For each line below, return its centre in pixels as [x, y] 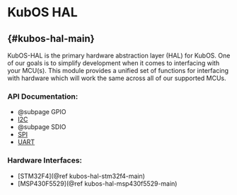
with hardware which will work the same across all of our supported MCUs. [117, 78]
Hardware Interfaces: [45, 160]
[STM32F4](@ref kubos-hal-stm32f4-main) [81, 176]
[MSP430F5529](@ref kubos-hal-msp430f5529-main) [97, 183]
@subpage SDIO [42, 127]
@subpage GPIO [42, 112]
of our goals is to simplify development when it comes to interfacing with [114, 63]
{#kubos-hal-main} [51, 39]
